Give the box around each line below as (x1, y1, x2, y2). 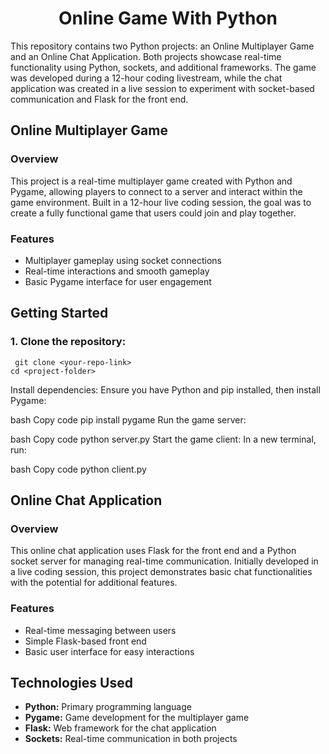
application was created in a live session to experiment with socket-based (10, 82, 315, 94)
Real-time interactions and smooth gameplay (24, 265, 210, 277)
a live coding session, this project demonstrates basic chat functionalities (10, 566, 313, 578)
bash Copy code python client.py (10, 463, 147, 475)
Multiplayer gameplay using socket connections (24, 254, 222, 266)
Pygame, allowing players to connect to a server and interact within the (10, 185, 303, 197)
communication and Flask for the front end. (10, 93, 189, 105)
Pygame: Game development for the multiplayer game (24, 712, 250, 724)
